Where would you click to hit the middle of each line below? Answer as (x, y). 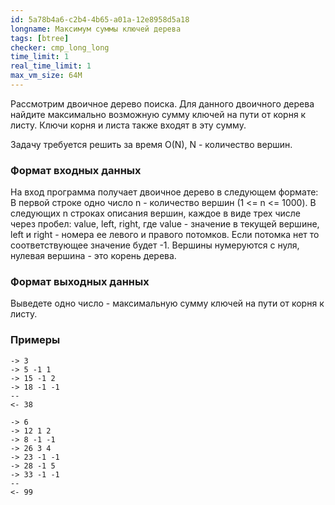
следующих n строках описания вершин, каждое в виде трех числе (155, 213)
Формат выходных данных (80, 282)
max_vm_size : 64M (46, 76)
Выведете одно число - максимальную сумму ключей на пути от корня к (167, 303)
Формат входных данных (76, 170)
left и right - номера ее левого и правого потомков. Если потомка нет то (165, 235)
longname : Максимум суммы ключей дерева (96, 29)
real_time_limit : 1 (51, 66)
